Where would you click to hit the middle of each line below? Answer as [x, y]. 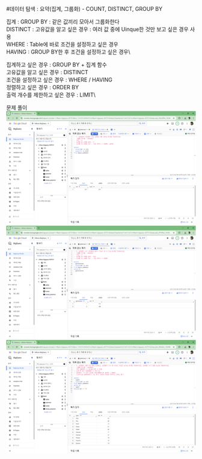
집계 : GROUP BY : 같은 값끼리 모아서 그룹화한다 [63, 22]
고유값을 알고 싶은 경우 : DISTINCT [47, 72]
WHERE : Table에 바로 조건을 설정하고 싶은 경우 [62, 44]
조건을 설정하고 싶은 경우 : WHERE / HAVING [59, 80]
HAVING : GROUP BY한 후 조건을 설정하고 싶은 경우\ [68, 52]
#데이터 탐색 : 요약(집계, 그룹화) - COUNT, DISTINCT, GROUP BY [84, 9]
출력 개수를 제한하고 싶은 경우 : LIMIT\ [51, 95]
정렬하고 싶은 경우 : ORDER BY [43, 87]
